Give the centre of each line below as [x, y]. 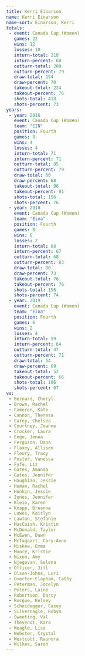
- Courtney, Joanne [33, 426]
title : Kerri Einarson [34, 11]
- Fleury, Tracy [28, 453]
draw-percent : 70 [35, 83]
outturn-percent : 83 [39, 263]
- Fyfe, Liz [23, 464]
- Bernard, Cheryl [31, 399]
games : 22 [26, 39]
